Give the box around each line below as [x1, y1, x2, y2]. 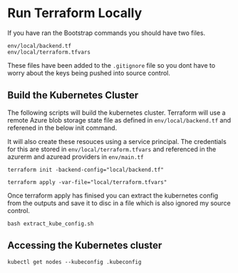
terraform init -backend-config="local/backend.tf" [7, 166, 164, 173]
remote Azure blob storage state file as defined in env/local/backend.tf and [7, 115, 232, 124]
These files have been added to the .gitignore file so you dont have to [7, 61, 216, 69]
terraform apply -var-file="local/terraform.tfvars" [7, 178, 167, 186]
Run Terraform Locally [7, 5, 143, 21]
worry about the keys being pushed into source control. [7, 68, 171, 77]
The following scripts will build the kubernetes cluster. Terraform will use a [7, 108, 226, 117]
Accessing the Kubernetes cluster [7, 239, 162, 252]
